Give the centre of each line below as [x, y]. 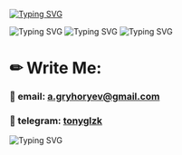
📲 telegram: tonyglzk [56, 121]
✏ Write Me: [56, 68]
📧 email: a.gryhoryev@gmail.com [85, 97]
